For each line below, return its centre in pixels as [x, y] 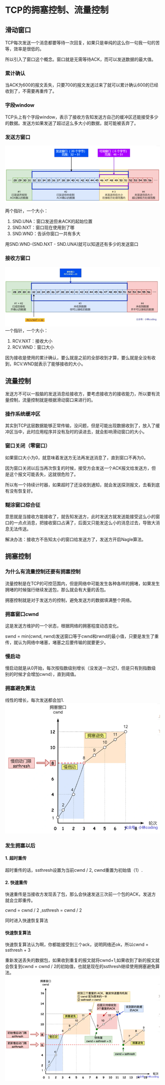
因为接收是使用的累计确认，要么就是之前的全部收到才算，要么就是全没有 [78, 358]
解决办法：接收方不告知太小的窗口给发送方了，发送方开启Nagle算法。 [76, 539]
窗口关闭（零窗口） [28, 446]
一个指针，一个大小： [27, 331]
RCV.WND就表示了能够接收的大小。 [50, 364]
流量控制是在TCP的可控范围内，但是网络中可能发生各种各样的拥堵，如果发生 [82, 583]
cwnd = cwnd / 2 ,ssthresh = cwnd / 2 [43, 910]
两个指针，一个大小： [27, 211]
